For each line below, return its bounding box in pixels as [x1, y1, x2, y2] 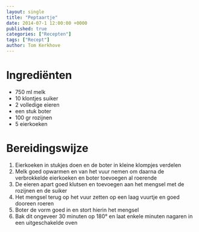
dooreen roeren [14, 199, 54, 207]
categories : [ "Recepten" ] [6, 31, 71, 37]
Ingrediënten [6, 69, 72, 82]
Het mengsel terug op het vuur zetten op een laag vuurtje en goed [14, 193, 180, 201]
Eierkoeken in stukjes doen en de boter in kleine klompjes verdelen [14, 161, 182, 169]
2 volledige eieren [14, 101, 60, 108]
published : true [6, 25, 47, 32]
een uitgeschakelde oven [14, 219, 78, 226]
